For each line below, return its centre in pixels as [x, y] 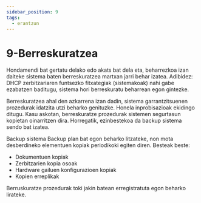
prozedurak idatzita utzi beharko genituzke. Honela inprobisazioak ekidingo [101, 108]
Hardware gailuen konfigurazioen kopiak [66, 170]
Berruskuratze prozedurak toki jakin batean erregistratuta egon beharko [96, 188]
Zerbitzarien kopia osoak [46, 163]
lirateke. [16, 194]
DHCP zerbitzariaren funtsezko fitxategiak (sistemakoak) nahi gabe [90, 83]
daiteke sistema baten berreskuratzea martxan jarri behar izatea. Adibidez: [100, 77]
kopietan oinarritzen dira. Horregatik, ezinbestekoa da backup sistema [94, 121]
